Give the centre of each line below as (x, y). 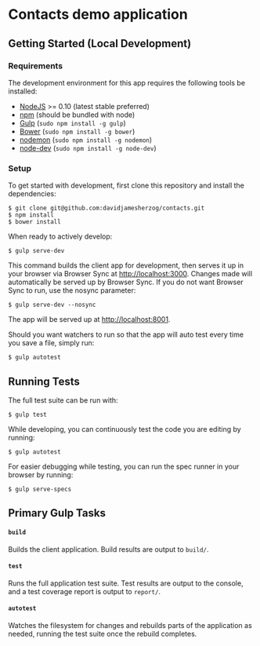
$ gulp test (27, 414)
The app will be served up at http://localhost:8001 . (89, 319)
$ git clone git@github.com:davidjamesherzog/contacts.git (107, 208)
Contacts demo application (98, 15)
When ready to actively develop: (60, 236)
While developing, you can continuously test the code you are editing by (125, 429)
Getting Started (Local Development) (100, 44)
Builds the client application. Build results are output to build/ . (108, 549)
